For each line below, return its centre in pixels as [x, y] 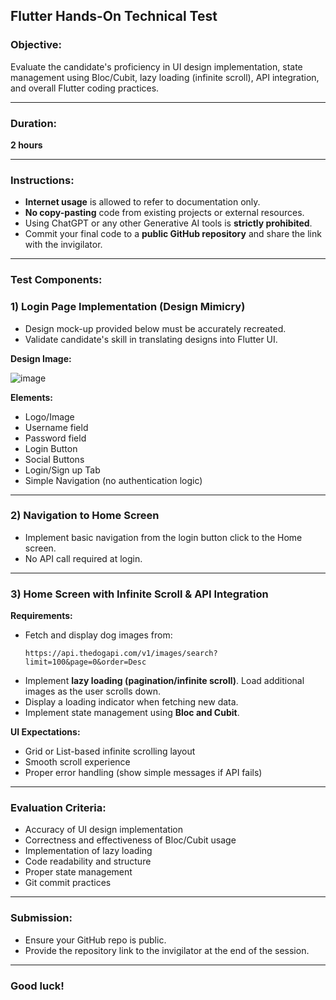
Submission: [41, 918]
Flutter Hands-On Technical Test [114, 16]
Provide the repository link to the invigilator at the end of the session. [167, 950]
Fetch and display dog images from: [98, 635]
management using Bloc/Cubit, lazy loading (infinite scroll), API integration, [165, 77]
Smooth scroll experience [77, 762]
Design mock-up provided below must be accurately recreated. [155, 328]
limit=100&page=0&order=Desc [85, 662]
